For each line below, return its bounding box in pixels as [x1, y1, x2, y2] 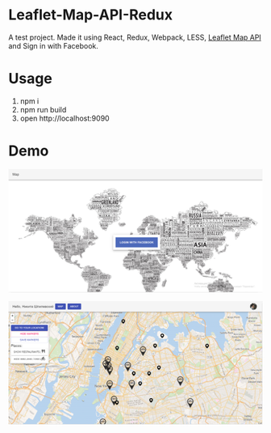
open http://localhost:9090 [19, 113, 110, 123]
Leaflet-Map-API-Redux [8, 6, 173, 24]
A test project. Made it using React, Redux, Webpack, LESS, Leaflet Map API [8, 32, 262, 42]
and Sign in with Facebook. [8, 40, 99, 50]
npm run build [19, 104, 67, 114]
